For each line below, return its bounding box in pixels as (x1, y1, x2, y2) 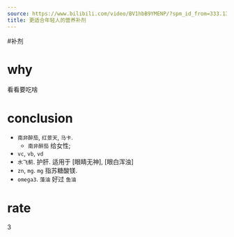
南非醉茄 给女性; (27, 142, 71, 150)
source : (7, 10, 30, 17)
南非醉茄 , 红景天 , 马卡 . (17, 133, 73, 142)
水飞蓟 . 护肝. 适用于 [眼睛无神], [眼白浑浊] (17, 158, 134, 166)
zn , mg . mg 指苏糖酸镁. (17, 167, 78, 175)
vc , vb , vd (17, 149, 44, 158)
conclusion (7, 110, 73, 126)
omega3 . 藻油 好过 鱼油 (17, 175, 77, 183)
